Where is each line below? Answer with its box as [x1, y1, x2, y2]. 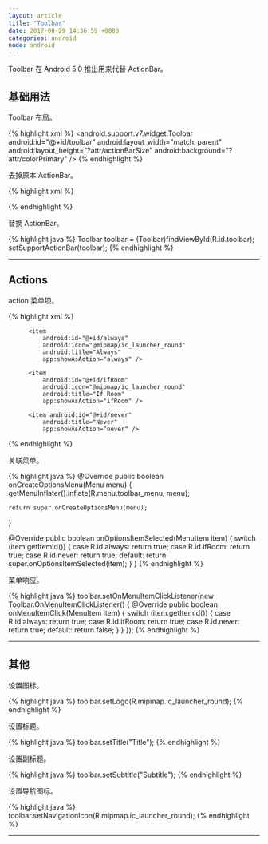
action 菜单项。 [8, 295, 59, 305]
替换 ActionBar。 [8, 218, 64, 228]
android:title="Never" [42, 418, 118, 426]
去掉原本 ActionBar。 [8, 170, 78, 180]
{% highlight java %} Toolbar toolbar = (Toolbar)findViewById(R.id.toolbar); [8, 234, 255, 244]
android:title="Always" [42, 348, 122, 356]
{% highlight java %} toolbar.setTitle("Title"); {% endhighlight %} [8, 737, 221, 747]
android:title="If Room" [42, 390, 125, 398]
